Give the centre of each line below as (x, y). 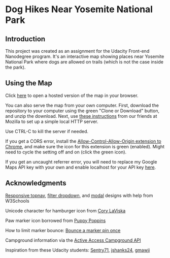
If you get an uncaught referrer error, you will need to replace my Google (81, 162)
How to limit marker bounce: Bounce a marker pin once (63, 230)
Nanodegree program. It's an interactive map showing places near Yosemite (85, 56)
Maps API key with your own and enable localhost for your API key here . (81, 167)
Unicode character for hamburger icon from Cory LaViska (65, 211)
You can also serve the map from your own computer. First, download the (82, 105)
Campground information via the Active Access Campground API (73, 240)
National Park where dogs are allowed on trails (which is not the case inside (84, 62)
